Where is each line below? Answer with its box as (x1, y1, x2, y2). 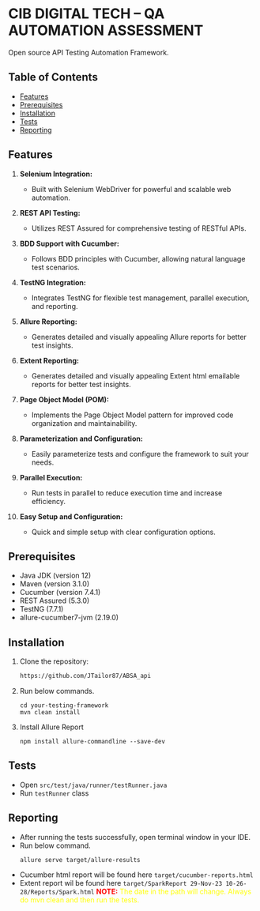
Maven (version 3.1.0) (19, 579, 90, 589)
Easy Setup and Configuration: (19, 511, 123, 521)
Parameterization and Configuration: (19, 434, 144, 443)
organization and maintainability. (31, 418, 138, 427)
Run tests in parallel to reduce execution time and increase (31, 487, 223, 498)
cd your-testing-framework (19, 702, 109, 710)
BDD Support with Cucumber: (19, 239, 120, 248)
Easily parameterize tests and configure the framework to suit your (31, 449, 249, 458)
